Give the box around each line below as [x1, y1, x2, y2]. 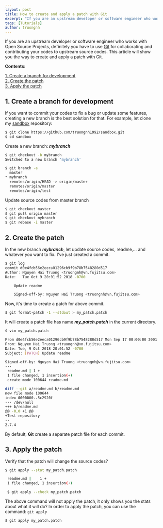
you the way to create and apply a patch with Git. [5, 54, 103, 60]
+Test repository [5, 413, 40, 418]
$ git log [5, 261, 25, 266]
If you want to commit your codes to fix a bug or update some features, [5, 110, 147, 116]
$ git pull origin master [5, 211, 57, 216]
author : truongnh [5, 25, 40, 30]
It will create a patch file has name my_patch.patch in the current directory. [5, 319, 157, 325]
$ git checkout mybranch [5, 216, 55, 221]
